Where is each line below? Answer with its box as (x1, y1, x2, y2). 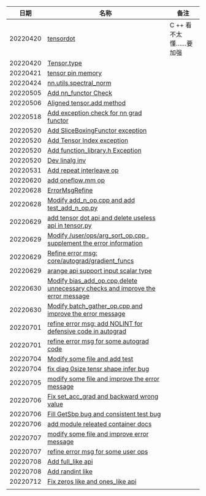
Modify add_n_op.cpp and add (47, 196, 135, 204)
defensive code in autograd (47, 327, 127, 335)
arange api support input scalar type (47, 267, 152, 275)
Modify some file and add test (47, 355, 134, 363)
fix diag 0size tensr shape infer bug (47, 365, 149, 373)
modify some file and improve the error (47, 375, 160, 383)
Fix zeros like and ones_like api (47, 478, 137, 486)
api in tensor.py (47, 221, 92, 229)
